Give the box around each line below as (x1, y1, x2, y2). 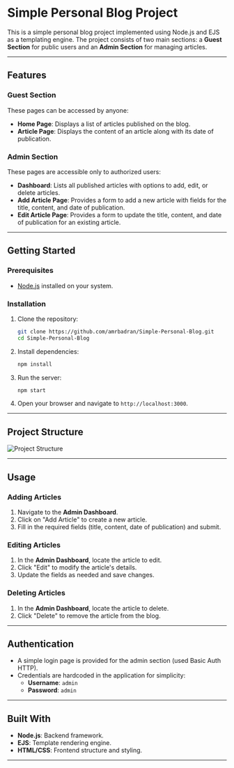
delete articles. (17, 188, 61, 196)
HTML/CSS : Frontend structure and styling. (17, 746, 143, 755)
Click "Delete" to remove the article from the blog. (17, 611, 162, 620)
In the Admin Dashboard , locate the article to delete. (17, 604, 169, 612)
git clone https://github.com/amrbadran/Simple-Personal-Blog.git (17, 328, 214, 335)
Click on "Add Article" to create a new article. (17, 515, 148, 524)
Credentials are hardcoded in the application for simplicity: (17, 671, 186, 680)
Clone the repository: (17, 315, 79, 323)
